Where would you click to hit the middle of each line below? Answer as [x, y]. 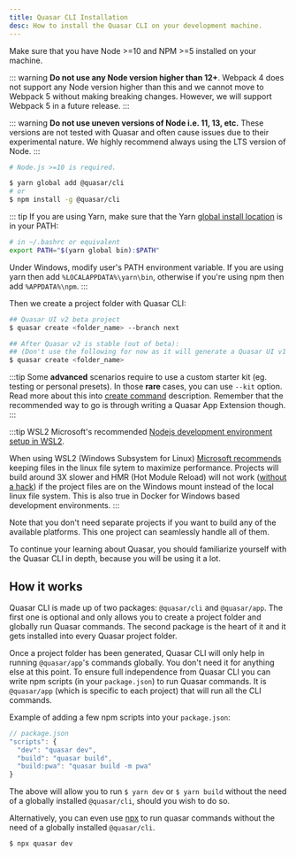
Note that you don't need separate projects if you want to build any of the [143, 522]
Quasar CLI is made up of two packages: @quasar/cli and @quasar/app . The [146, 607]
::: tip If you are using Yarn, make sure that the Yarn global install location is [146, 216]
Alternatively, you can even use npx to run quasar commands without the [142, 818]
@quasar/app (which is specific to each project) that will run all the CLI [136, 691]
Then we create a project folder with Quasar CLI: [98, 303]
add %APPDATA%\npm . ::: [49, 286]
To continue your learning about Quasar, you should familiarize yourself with [148, 549]
